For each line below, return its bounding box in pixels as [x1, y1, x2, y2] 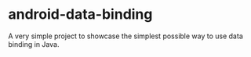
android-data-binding [8, 5, 153, 23]
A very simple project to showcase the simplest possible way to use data [8, 31, 243, 41]
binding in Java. [8, 39, 60, 48]
